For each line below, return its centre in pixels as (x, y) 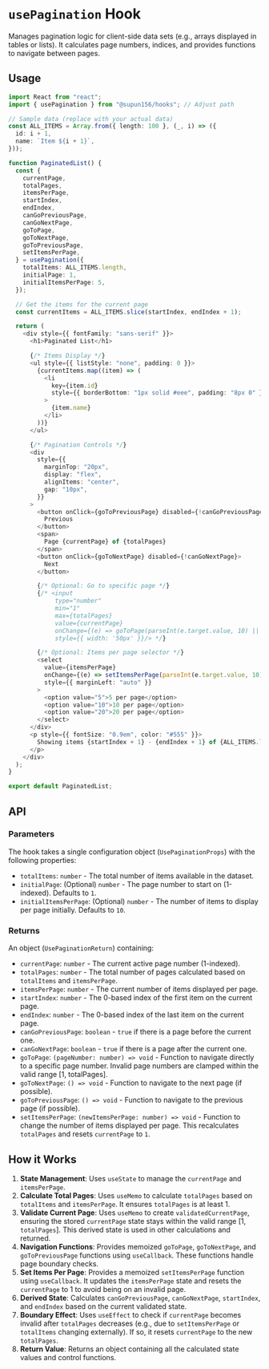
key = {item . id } (74, 386)
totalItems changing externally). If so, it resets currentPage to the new (136, 1331)
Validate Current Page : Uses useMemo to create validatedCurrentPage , (134, 1213)
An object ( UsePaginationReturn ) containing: (81, 948)
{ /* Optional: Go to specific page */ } (104, 586)
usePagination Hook (75, 14)
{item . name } (71, 408)
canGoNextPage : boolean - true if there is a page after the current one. (133, 1049)
